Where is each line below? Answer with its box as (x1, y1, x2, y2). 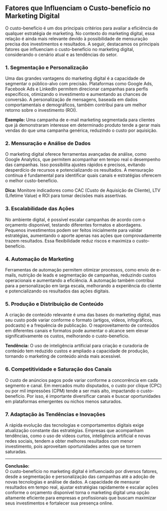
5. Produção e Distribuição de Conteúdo (5, 300, 103, 307)
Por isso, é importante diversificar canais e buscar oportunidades (26, 393, 161, 399)
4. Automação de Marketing (5, 255, 74, 262)
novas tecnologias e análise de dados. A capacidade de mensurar (5, 479, 140, 485)
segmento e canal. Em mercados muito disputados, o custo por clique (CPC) (5, 382, 162, 388)
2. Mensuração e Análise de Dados (5, 140, 91, 147)
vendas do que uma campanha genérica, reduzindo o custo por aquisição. (5, 127, 158, 134)
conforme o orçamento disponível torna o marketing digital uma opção (5, 489, 150, 496)
